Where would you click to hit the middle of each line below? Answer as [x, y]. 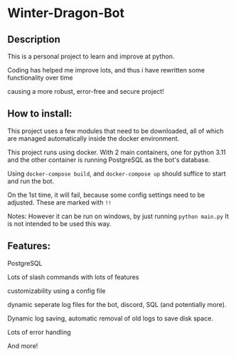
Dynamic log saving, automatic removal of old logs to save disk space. [110, 318]
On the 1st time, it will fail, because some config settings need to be [106, 195]
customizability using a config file [57, 291]
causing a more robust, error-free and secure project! [86, 91]
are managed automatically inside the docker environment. [93, 138]
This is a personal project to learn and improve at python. [91, 56]
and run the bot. [31, 181]
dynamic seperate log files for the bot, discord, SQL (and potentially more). [117, 304]
